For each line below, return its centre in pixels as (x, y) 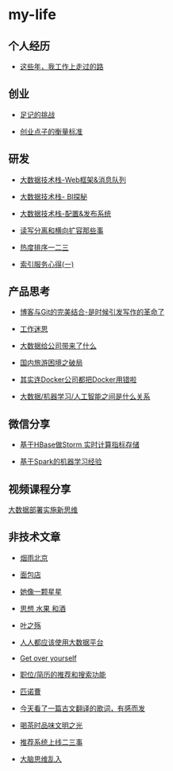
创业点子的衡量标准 (51, 131)
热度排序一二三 (44, 247)
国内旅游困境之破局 (51, 362)
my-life (33, 15)
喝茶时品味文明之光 (51, 725)
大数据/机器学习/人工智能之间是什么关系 (85, 397)
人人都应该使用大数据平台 (62, 642)
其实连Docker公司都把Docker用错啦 (78, 380)
